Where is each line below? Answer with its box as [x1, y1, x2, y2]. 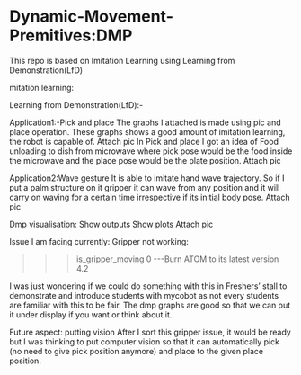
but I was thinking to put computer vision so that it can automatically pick [9, 335, 280, 347]
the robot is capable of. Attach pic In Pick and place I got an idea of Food [9, 136, 279, 147]
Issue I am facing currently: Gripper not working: [9, 236, 189, 246]
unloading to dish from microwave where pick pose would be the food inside [9, 146, 293, 156]
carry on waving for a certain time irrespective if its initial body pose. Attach [9, 192, 290, 202]
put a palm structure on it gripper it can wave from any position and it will [9, 182, 280, 192]
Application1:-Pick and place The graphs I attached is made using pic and [9, 117, 281, 128]
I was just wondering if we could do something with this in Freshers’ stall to [9, 281, 288, 291]
